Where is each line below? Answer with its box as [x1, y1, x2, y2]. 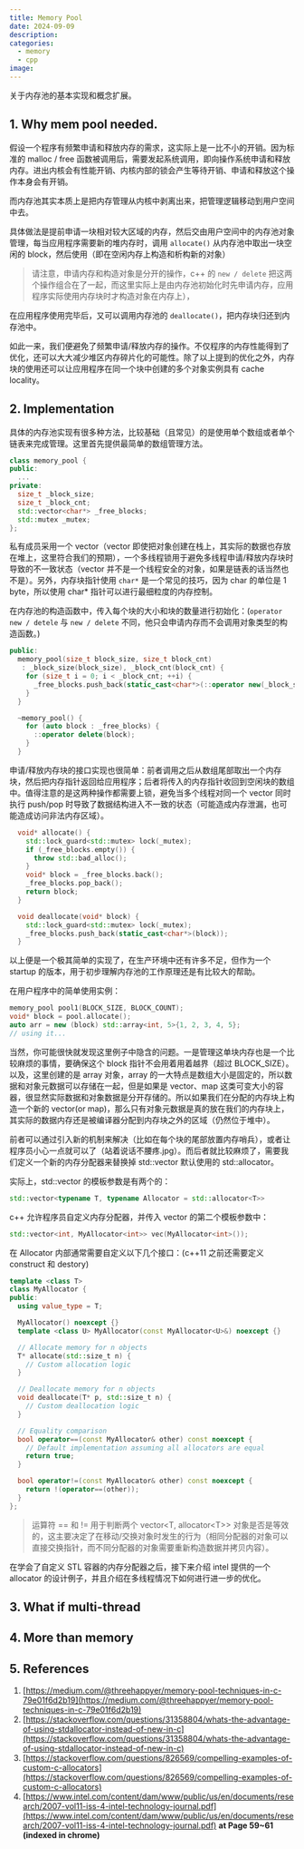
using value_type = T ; [17, 1302, 103, 1311]
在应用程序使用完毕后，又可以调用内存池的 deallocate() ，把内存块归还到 [9, 309, 282, 320]
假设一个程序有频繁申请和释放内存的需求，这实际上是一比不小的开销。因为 [9, 142, 287, 152]
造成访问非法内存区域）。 [16, 809, 109, 821]
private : [9, 482, 43, 491]
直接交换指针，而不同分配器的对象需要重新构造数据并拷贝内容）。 [31, 1541, 274, 1552]
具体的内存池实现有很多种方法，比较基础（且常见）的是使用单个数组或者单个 [9, 426, 295, 437]
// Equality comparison [17, 1426, 107, 1435]
